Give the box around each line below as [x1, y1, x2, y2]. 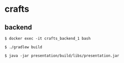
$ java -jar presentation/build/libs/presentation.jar [4, 53, 120, 58]
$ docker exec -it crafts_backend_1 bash [4, 36, 91, 41]
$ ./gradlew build [4, 45, 42, 50]
